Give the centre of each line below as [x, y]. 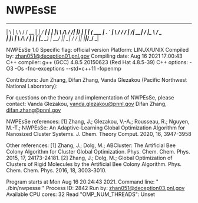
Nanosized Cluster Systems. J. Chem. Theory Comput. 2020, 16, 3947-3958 [99, 134]
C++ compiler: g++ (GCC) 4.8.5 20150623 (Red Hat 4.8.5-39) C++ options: [97, 62]
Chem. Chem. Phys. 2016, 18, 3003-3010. [57, 170]
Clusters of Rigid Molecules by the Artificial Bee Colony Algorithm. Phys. [94, 164]
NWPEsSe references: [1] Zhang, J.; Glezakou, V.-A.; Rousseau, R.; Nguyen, [98, 121]
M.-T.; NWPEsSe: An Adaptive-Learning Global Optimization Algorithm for [96, 128]
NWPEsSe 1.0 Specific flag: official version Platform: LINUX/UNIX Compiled [98, 49]
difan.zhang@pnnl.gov [34, 110]
